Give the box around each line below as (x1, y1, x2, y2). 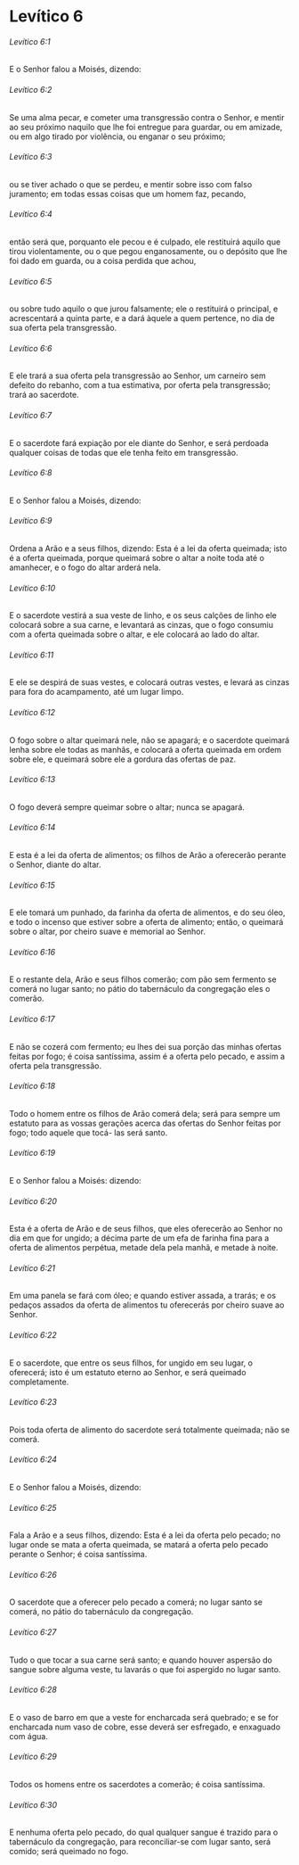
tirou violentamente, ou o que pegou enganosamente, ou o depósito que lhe (9, 246, 287, 256)
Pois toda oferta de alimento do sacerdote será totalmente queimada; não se (9, 1424, 290, 1435)
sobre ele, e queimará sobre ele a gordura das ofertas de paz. (9, 754, 237, 764)
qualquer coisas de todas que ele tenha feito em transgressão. (9, 447, 238, 458)
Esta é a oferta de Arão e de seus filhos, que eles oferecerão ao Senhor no (9, 1224, 283, 1234)
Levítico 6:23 (9, 1397, 58, 1407)
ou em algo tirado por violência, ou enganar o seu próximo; (9, 131, 226, 142)
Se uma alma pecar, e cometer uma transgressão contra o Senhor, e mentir (9, 111, 285, 122)
